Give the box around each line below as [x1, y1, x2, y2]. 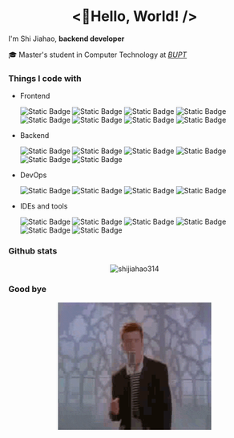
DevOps [19, 170, 47, 180]
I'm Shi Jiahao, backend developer [8, 34, 125, 43]
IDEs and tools [19, 201, 68, 211]
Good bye [8, 284, 46, 295]
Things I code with [8, 72, 82, 83]
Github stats [8, 245, 58, 257]
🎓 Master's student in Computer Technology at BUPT [8, 50, 188, 59]
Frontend [19, 91, 50, 101]
